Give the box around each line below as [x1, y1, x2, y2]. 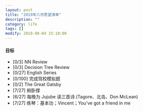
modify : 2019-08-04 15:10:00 [5, 31, 67, 36]
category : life [5, 21, 38, 27]
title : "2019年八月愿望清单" [5, 12, 62, 17]
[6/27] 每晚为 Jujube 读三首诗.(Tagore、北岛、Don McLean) [12, 94, 138, 100]
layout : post [5, 7, 33, 13]
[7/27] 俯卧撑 [12, 87, 41, 94]
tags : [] [5, 26, 24, 31]
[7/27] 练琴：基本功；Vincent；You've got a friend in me [12, 100, 131, 106]
